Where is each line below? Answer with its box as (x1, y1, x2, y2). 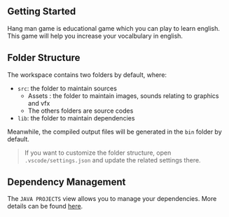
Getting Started (7, 6, 76, 17)
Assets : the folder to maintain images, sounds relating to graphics (27, 91, 219, 100)
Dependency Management (7, 176, 126, 188)
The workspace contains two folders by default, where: (7, 70, 167, 79)
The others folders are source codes (27, 106, 134, 115)
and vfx (27, 99, 50, 107)
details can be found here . (7, 202, 83, 211)
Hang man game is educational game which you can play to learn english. (7, 24, 221, 32)
